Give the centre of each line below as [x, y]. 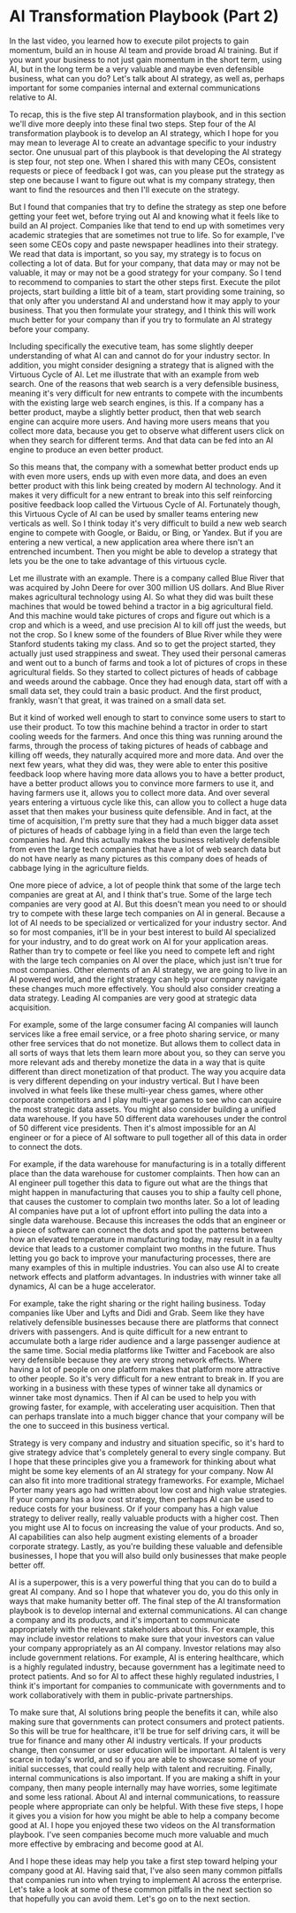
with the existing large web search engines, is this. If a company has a [137, 402]
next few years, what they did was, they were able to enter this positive [138, 764]
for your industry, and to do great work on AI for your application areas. [139, 941]
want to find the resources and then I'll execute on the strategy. [125, 189]
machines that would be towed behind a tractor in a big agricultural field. [141, 606]
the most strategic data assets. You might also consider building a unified [143, 1109]
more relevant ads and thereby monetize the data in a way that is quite [137, 1062]
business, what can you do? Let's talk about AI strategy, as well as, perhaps [147, 78]
